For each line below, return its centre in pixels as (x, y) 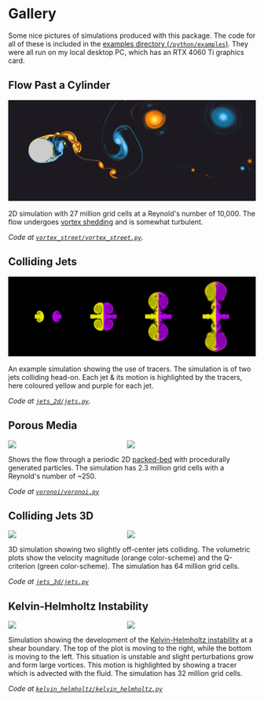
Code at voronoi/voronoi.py (54, 491)
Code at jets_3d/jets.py (48, 581)
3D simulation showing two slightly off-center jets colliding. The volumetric (129, 550)
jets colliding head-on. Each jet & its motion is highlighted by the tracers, (125, 377)
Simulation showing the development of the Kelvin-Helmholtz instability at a (130, 640)
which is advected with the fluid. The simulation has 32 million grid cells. (125, 673)
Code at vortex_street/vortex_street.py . (76, 237)
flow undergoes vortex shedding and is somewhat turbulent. (106, 222)
